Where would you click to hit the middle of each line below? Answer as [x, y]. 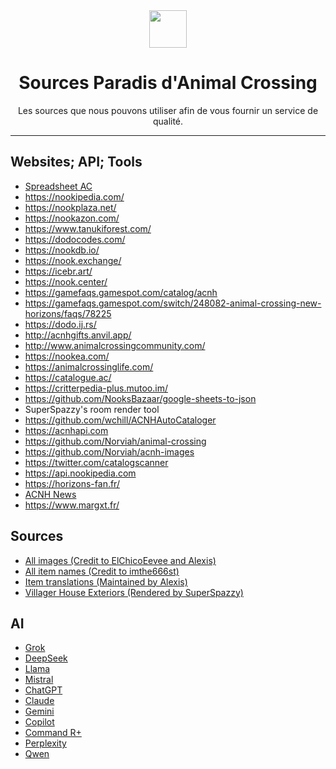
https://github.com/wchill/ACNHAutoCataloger [120, 420]
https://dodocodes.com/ [75, 239]
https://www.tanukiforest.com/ [88, 228]
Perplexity [45, 743]
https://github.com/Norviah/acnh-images [109, 451]
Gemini [39, 711]
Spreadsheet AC [58, 186]
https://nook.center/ [66, 281]
